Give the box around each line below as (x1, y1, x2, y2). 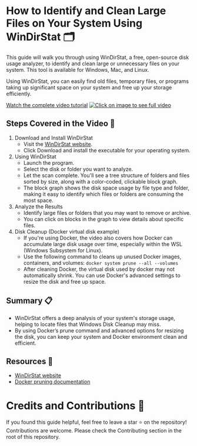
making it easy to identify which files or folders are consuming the (23, 190, 184, 198)
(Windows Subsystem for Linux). (23, 247, 103, 254)
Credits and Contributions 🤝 (6, 399, 145, 412)
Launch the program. (23, 159, 75, 166)
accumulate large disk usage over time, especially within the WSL (23, 240, 182, 248)
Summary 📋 (6, 296, 53, 306)
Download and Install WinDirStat (14, 134, 93, 141)
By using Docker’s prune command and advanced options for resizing (14, 327, 184, 334)
